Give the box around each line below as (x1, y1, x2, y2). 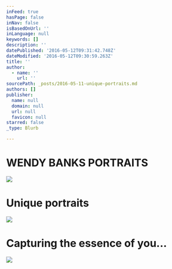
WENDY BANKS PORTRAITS (6, 156, 148, 170)
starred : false (6, 120, 44, 126)
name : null (11, 97, 39, 103)
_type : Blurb (6, 125, 39, 131)
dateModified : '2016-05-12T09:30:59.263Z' (6, 53, 113, 59)
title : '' (6, 58, 31, 64)
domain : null (11, 103, 44, 109)
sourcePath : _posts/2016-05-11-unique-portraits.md (6, 81, 137, 87)
